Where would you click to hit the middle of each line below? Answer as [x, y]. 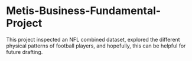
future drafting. [25, 52]
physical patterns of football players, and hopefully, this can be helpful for [96, 46]
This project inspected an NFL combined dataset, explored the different [93, 39]
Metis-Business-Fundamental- [84, 11]
